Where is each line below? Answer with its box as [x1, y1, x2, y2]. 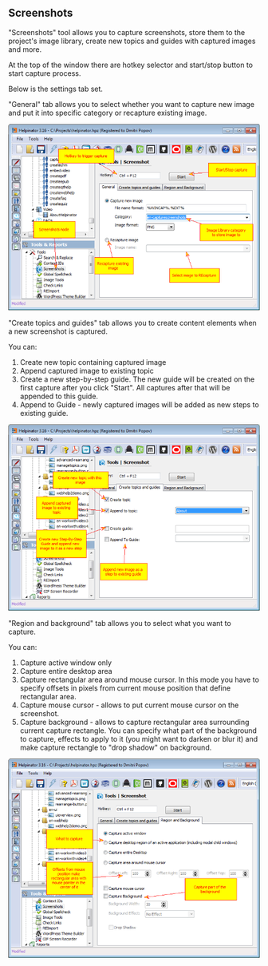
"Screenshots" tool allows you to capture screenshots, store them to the [8, 27, 246, 37]
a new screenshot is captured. [8, 327, 108, 336]
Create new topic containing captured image [19, 357, 167, 366]
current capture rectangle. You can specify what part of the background [19, 726, 258, 735]
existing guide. [19, 408, 69, 418]
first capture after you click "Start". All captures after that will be [19, 382, 231, 392]
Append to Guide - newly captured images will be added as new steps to [19, 399, 259, 410]
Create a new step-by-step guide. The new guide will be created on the [19, 374, 255, 384]
